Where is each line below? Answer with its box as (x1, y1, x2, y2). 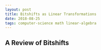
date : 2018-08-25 (5, 16, 40, 21)
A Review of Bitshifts (5, 38, 69, 47)
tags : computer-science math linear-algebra (5, 20, 97, 26)
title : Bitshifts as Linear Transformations (5, 12, 97, 17)
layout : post (5, 7, 32, 12)
